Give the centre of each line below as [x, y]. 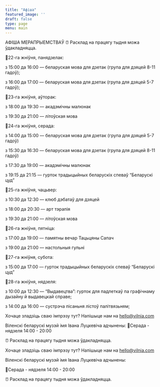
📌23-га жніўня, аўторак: [31, 97]
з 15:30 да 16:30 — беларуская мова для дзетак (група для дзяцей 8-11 [80, 151]
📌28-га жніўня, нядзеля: [31, 282]
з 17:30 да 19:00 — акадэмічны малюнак [48, 165]
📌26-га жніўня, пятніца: [30, 229]
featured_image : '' [25, 14]
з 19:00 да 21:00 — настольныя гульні [45, 248]
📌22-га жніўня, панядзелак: [35, 58]
